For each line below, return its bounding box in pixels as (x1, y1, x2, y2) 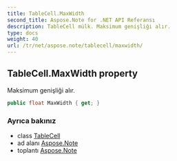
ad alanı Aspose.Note (17, 139, 79, 147)
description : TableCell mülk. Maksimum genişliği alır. (7, 23, 171, 30)
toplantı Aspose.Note (17, 146, 77, 154)
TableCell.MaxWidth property (7, 68, 138, 79)
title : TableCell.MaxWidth (7, 10, 85, 17)
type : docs (7, 29, 39, 37)
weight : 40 (7, 36, 39, 43)
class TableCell (17, 131, 61, 140)
